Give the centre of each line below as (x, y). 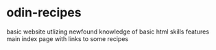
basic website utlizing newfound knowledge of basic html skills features (108, 32)
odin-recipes (44, 13)
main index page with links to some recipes (67, 38)
